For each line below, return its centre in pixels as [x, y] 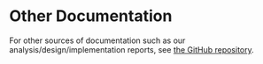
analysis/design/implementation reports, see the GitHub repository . [131, 49]
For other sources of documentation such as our [97, 40]
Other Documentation [91, 16]
